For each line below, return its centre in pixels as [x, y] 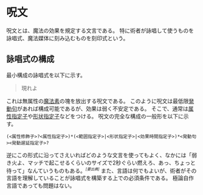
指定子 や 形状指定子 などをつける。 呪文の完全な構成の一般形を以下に [97, 116]
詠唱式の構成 [30, 59]
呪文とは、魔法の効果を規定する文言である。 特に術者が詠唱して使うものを [100, 30]
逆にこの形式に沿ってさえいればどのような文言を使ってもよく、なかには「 [99, 155]
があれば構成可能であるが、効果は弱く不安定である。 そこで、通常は [103, 108]
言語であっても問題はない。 [41, 186]
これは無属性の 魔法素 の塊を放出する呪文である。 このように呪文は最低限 [98, 101]
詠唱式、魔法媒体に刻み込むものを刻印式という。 [67, 38]
